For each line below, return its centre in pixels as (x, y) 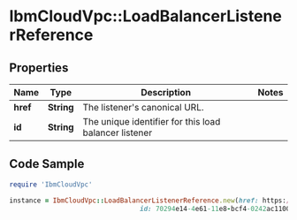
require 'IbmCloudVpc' (51, 184)
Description (166, 92)
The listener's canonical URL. (143, 107)
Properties (39, 68)
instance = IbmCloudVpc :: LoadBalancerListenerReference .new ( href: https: (148, 201)
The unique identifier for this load (152, 121)
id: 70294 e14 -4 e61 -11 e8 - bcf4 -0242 (203, 209)
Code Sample (47, 164)
